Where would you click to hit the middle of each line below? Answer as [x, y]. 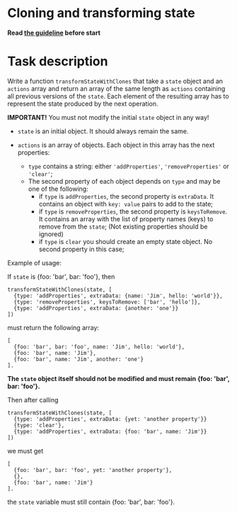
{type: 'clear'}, [39, 425]
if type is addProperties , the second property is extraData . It [126, 196]
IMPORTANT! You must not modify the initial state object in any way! [108, 117]
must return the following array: [53, 327]
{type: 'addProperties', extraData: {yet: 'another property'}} [110, 419]
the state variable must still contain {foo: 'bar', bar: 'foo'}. [91, 502]
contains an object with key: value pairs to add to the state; [126, 204]
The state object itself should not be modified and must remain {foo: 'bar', [118, 378]
